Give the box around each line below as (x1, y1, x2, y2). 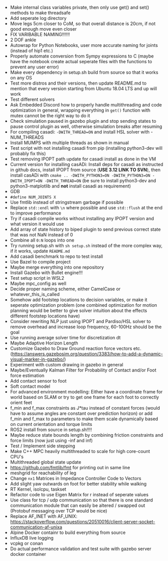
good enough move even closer (10, 26, 77, 32)
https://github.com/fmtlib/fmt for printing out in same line (10, 465, 130, 470)
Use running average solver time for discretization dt (10, 335, 121, 340)
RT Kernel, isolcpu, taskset (10, 486, 67, 492)
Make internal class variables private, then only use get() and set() (10, 5, 149, 10)
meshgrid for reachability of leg (10, 470, 76, 476)
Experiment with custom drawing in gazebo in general (10, 362, 124, 367)
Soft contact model (10, 383, 50, 389)
